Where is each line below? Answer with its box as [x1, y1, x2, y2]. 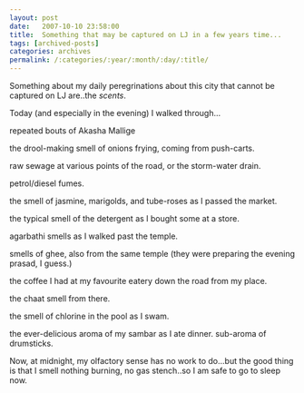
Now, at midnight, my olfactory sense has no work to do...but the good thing [9, 356, 294, 366]
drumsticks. [9, 338, 54, 349]
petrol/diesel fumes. [9, 178, 84, 189]
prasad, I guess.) [9, 258, 73, 269]
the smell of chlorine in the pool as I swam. [9, 310, 170, 321]
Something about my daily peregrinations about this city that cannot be [9, 81, 275, 91]
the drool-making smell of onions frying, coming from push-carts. [9, 142, 256, 153]
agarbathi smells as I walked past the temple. [9, 231, 179, 241]
